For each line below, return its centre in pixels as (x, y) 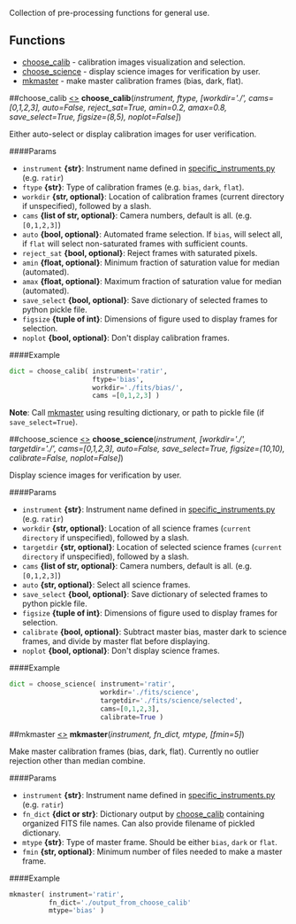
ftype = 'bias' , (118, 379)
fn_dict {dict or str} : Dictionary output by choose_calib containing (143, 813)
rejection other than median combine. (77, 760)
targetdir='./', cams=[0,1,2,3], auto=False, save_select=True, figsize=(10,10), (147, 449)
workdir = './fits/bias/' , (138, 388)
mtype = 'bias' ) (76, 911)
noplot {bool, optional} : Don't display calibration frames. (125, 338)
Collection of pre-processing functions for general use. (110, 13)
